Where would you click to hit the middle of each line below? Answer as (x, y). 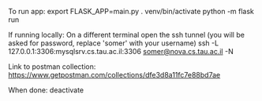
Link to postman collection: (52, 67)
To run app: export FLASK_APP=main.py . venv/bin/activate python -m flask (131, 11)
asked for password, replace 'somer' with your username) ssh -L (114, 43)
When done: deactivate (46, 90)
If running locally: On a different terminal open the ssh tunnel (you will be (126, 35)
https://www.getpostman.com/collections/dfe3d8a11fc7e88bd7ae (114, 75)
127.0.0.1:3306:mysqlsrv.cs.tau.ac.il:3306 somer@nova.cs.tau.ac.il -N (121, 51)
